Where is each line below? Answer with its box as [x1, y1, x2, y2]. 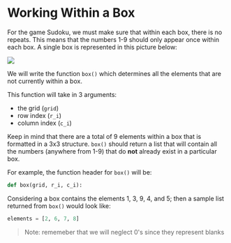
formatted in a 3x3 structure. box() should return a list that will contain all [7, 140, 218, 148]
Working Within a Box [7, 5, 135, 21]
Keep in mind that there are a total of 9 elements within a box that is [7, 132, 202, 140]
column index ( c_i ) [17, 119, 72, 127]
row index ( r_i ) [17, 111, 61, 119]
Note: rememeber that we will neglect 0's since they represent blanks [24, 228, 225, 236]
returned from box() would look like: [7, 201, 111, 210]
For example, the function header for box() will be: [7, 168, 152, 176]
